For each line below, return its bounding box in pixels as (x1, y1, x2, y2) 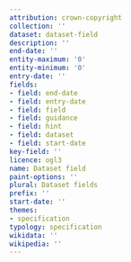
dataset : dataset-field (9, 30, 99, 39)
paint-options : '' (9, 172, 78, 181)
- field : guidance (9, 113, 78, 122)
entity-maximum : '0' (9, 55, 87, 64)
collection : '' (9, 22, 66, 31)
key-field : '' (9, 147, 63, 156)
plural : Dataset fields (9, 181, 99, 190)
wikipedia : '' (9, 239, 63, 248)
